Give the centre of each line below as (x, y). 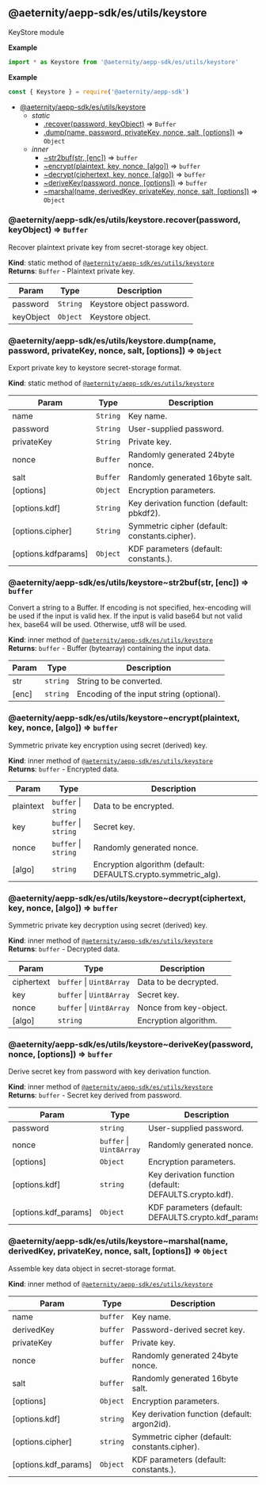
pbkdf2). (144, 513)
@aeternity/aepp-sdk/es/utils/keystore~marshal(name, (118, 1242)
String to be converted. (119, 681)
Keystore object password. (140, 304)
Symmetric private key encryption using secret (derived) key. (108, 745)
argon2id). (152, 1424)
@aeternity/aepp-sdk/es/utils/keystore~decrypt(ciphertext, (127, 898)
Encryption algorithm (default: (149, 864)
